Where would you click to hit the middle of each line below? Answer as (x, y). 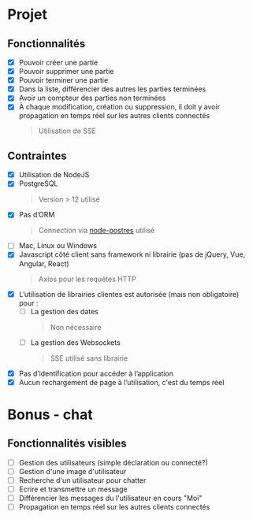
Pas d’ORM (37, 215)
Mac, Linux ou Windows (58, 246)
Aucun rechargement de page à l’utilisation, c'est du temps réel (121, 382)
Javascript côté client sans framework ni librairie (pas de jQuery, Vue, (132, 254)
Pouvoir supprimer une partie (66, 72)
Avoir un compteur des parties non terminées (92, 98)
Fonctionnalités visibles (67, 444)
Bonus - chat (50, 414)
